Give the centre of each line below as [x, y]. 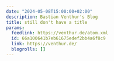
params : [15, 28]
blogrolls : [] [28, 49]
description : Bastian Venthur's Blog [52, 17]
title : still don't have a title [47, 22]
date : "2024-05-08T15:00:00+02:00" [49, 11]
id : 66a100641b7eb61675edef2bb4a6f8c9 [59, 38]
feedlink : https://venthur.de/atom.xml [60, 33]
